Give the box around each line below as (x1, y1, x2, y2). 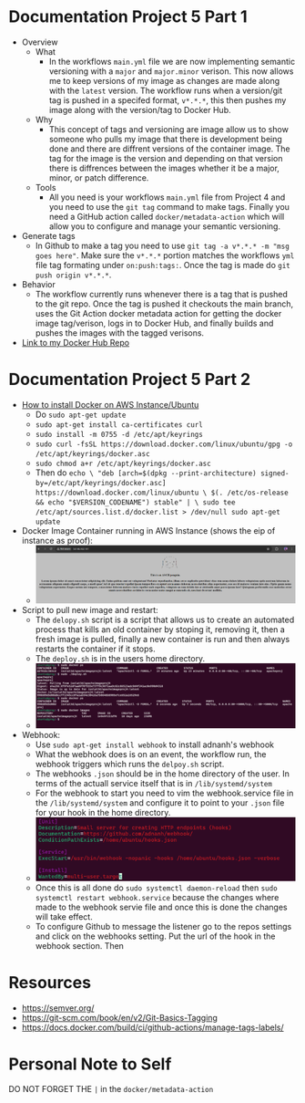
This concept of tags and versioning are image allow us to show (48, 123, 289, 134)
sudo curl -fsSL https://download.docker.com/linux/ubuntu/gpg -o (35, 440, 293, 449)
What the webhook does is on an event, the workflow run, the (35, 748, 267, 759)
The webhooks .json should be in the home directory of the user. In (35, 768, 290, 779)
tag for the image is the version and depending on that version (48, 152, 283, 163)
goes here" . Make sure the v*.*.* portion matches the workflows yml (35, 249, 295, 261)
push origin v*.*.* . (35, 269, 112, 280)
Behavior (21, 278, 56, 289)
